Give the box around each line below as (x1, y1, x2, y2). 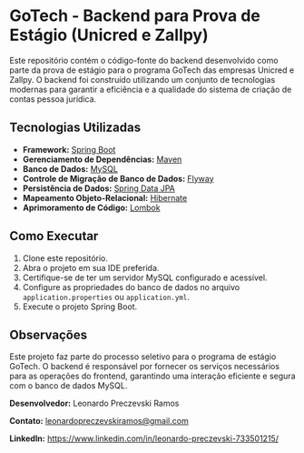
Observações (9, 327, 88, 342)
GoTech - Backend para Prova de (9, 5, 261, 26)
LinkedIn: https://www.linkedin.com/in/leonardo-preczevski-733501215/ (9, 433, 279, 444)
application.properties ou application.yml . (22, 291, 191, 302)
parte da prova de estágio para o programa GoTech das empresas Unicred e (9, 65, 295, 75)
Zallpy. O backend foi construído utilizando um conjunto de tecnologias (9, 74, 276, 85)
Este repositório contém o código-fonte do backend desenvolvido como (9, 55, 279, 65)
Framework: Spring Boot (22, 144, 116, 155)
